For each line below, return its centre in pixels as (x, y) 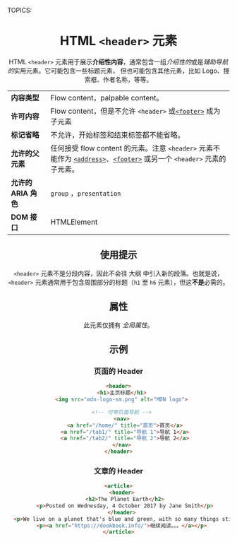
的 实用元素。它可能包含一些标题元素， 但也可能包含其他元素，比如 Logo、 (115, 71)
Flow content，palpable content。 (107, 98)
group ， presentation (86, 193)
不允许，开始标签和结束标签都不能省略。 (117, 135)
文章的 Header (119, 471)
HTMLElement (74, 222)
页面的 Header (119, 371)
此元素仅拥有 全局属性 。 (119, 325)
